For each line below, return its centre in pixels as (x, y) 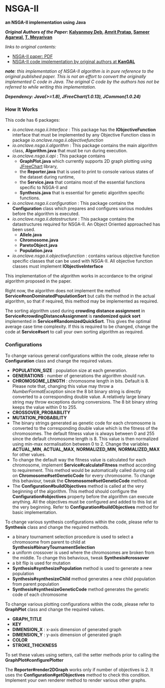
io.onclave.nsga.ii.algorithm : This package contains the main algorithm (85, 145)
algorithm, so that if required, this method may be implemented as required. (82, 301)
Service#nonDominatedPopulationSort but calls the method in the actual (80, 296)
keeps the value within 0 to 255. (45, 407)
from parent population (35, 584)
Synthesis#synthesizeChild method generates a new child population (84, 579)
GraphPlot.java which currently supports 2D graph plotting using (86, 161)
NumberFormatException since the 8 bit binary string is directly (77, 391)
